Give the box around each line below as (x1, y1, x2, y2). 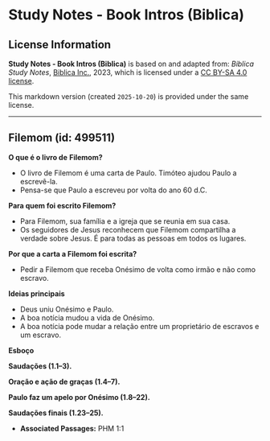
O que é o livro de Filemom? (8, 152, 103, 162)
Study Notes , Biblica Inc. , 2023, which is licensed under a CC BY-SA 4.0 (8, 68, 247, 77)
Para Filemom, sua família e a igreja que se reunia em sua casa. (19, 216, 231, 226)
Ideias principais (8, 288, 66, 299)
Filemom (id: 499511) (8, 131, 115, 145)
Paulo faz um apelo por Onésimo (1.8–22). (8, 392, 150, 402)
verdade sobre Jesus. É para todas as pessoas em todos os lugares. (19, 233, 247, 243)
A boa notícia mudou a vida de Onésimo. (19, 312, 155, 323)
